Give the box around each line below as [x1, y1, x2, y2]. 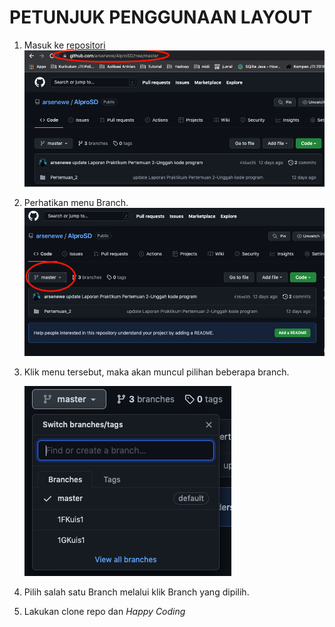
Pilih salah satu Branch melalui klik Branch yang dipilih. [23, 586, 250, 598]
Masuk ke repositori [23, 39, 106, 51]
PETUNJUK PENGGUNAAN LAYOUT [9, 6, 313, 29]
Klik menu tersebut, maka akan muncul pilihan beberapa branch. [23, 366, 290, 378]
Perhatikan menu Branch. [23, 196, 129, 208]
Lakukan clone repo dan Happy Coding [23, 605, 186, 617]
